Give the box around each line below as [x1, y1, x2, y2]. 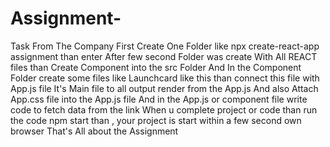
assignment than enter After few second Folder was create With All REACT [10, 50, 318, 62]
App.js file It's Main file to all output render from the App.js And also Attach [10, 82, 319, 94]
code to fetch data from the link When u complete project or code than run [10, 103, 318, 116]
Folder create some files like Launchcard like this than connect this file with [10, 72, 320, 84]
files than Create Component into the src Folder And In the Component [10, 61, 302, 73]
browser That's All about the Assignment [10, 125, 179, 137]
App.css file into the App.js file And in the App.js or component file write [10, 93, 308, 105]
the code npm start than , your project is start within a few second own [10, 114, 302, 126]
